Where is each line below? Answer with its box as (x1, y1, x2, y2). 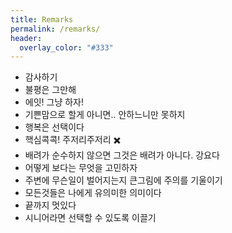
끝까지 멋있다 (24, 199, 77, 211)
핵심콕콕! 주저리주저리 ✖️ (24, 134, 122, 146)
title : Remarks (10, 14, 74, 25)
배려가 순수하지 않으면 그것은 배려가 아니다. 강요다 (24, 149, 220, 161)
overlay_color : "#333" (19, 42, 114, 53)
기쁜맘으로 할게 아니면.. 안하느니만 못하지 (24, 109, 186, 121)
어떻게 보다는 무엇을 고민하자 (24, 162, 138, 174)
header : (10, 33, 43, 43)
